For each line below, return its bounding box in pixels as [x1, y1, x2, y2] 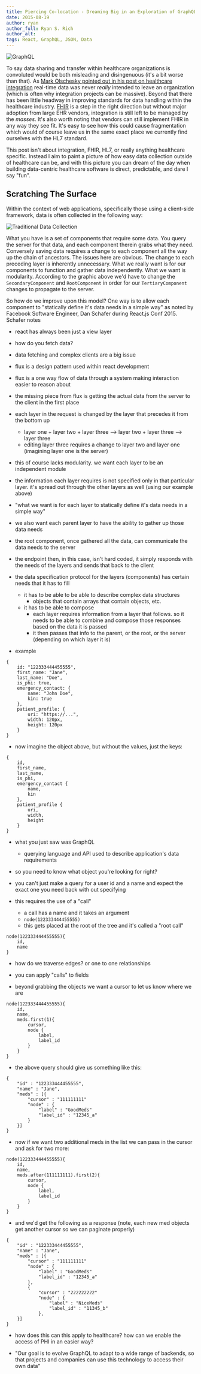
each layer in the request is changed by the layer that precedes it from [14, 410, 188, 417]
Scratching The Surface [6, 189, 97, 200]
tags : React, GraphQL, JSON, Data [6, 37, 93, 43]
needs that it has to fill [14, 579, 70, 587]
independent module [14, 465, 66, 472]
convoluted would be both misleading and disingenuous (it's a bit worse [6, 71, 184, 78]
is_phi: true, [17, 680, 52, 686]
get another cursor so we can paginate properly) [14, 1225, 135, 1233]
